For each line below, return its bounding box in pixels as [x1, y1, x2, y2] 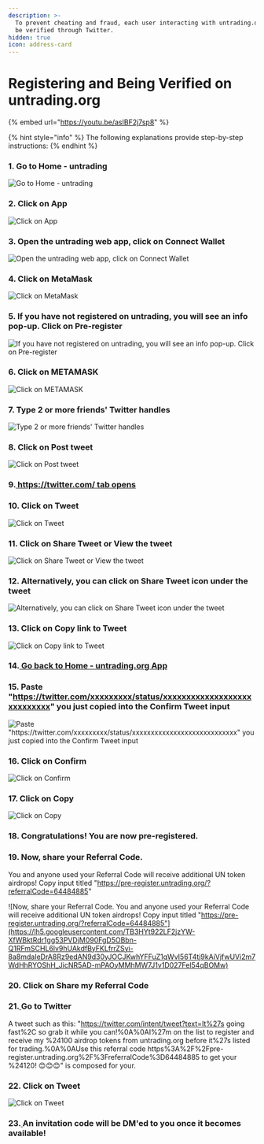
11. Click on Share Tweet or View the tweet [8, 538, 173, 549]
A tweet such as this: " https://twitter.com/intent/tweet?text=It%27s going [8, 1019, 245, 1028]
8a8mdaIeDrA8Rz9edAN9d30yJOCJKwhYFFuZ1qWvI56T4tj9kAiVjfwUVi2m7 [8, 952, 256, 961]
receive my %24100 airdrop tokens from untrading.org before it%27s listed [8, 1035, 251, 1045]
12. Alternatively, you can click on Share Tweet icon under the [8, 576, 249, 587]
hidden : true [8, 33, 51, 42]
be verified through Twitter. [15, 26, 114, 34]
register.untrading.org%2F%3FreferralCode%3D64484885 [8, 1052, 200, 1061]
